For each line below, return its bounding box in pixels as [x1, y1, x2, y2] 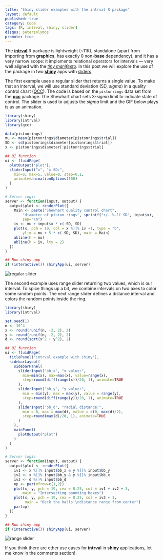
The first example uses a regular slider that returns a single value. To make [5, 78, 155, 83]
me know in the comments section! [5, 550, 76, 556]
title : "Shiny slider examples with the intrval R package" [5, 7, 130, 12]
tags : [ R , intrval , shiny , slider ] [5, 25, 78, 30]
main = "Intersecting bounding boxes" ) [22, 491, 104, 496]
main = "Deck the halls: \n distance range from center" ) [24, 500, 141, 505]
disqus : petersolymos [5, 30, 49, 35]
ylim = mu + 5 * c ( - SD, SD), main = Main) [22, 230, 110, 235]
